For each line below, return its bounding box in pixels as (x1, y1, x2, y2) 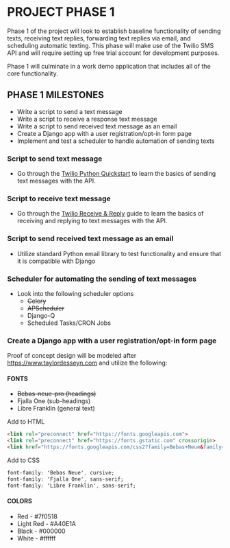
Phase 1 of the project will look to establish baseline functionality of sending (7, 27, 221, 35)
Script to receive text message (7, 194, 111, 203)
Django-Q (27, 311, 55, 319)
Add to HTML (7, 418, 45, 426)
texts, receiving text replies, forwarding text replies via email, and (7, 34, 191, 42)
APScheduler (27, 304, 65, 312)
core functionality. (7, 69, 58, 78)
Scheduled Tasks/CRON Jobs (27, 319, 112, 327)
